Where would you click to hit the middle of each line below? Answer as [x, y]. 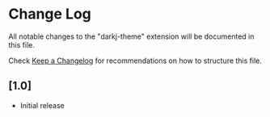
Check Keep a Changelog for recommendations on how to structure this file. [135, 61]
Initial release [42, 105]
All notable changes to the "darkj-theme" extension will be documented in [131, 36]
